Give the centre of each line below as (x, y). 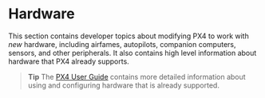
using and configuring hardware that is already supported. (123, 85)
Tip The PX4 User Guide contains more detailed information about (136, 76)
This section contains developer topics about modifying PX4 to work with (129, 36)
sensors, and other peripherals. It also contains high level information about (132, 53)
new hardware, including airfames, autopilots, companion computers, (122, 44)
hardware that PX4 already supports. (69, 61)
